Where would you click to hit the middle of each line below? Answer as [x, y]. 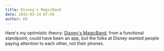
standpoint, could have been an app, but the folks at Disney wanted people [82, 38]
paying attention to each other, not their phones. [55, 44]
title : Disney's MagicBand [33, 10]
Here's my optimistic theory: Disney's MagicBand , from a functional [75, 33]
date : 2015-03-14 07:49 [30, 14]
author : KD [16, 19]
